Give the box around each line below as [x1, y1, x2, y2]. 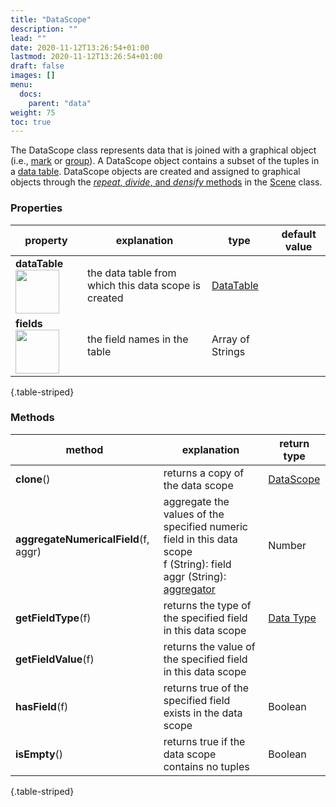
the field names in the [87, 332, 189, 346]
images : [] [10, 71, 56, 81]
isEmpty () [15, 747, 64, 761]
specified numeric [163, 519, 248, 533]
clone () [15, 472, 51, 486]
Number [268, 538, 307, 552]
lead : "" [10, 33, 47, 43]
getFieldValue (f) [15, 652, 95, 666]
